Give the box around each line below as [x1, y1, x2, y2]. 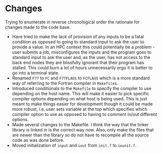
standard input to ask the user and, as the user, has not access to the [12, 54, 150, 60]
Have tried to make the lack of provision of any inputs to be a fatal [12, 34, 144, 39]
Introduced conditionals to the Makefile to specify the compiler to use [12, 85, 152, 91]
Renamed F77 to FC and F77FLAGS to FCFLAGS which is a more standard [12, 75, 150, 81]
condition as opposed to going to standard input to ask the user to [12, 38, 145, 44]
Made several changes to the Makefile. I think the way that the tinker [12, 121, 149, 127]
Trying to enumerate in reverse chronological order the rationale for [5, 19, 140, 25]
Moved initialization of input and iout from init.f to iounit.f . [12, 142, 137, 148]
